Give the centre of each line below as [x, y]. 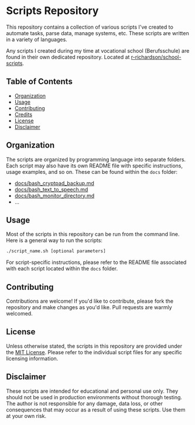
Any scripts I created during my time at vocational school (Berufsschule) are [98, 50]
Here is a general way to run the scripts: [54, 241]
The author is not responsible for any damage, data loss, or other [84, 403]
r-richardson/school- [156, 57]
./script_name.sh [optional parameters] [56, 251]
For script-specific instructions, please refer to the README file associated [96, 262]
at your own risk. [26, 416]
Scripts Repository [52, 11]
